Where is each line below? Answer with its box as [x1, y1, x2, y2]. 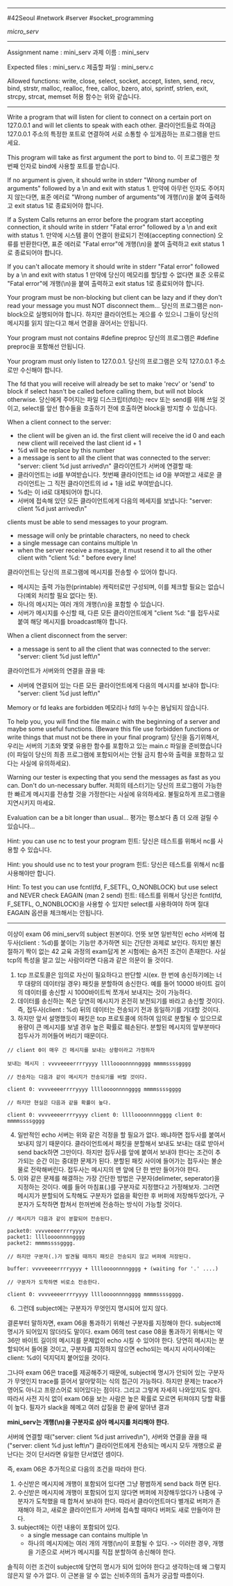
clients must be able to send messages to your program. [7, 518, 169, 526]
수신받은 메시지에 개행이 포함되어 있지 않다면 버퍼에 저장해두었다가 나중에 [17, 1489, 216, 1496]
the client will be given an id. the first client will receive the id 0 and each [17, 432, 225, 439]
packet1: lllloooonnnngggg [7, 1233, 85, 1240]
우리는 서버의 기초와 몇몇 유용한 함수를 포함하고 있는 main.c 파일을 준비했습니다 [7, 742, 223, 750]
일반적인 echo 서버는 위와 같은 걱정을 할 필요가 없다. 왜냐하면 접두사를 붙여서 [17, 1131, 226, 1139]
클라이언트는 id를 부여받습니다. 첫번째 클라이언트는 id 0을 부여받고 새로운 [17, 471, 215, 478]
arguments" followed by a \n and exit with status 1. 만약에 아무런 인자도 [7, 184, 207, 192]
